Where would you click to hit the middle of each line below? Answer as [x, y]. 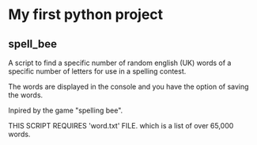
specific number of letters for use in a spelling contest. [97, 71]
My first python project [86, 15]
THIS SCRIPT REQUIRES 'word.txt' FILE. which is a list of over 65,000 [121, 126]
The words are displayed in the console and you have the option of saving [128, 86]
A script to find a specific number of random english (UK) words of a [120, 63]
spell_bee [33, 44]
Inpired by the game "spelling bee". [66, 110]
